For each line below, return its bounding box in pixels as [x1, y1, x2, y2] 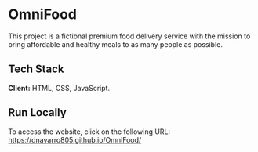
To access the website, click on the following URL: [8, 127, 171, 136]
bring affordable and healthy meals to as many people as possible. [8, 39, 223, 49]
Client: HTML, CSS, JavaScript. [8, 83, 111, 92]
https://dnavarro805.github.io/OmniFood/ [8, 135, 142, 144]
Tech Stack [8, 63, 64, 76]
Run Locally [8, 106, 67, 119]
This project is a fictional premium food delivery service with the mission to [8, 31, 251, 41]
